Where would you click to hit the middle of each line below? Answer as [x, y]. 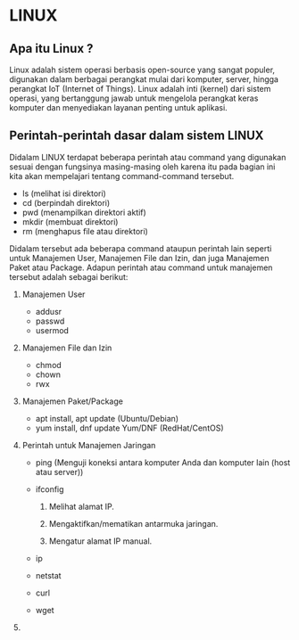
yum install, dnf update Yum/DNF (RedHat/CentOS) [130, 428]
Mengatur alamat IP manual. [100, 541]
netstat [48, 575]
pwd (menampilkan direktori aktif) [84, 212]
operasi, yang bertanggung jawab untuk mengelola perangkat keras [134, 98]
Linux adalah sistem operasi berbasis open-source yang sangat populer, [142, 70]
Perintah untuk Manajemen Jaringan [89, 445]
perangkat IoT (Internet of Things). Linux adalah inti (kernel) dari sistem [140, 89]
